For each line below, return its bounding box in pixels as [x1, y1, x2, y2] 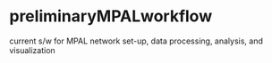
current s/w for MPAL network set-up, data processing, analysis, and [9, 35, 264, 46]
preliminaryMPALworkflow [9, 6, 213, 27]
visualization [9, 44, 55, 55]
